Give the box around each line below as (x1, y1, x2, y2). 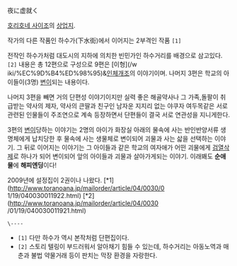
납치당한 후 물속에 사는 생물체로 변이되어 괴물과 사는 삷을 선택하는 (31, 134, 214, 143)
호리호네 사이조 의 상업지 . (7, 21, 76, 30)
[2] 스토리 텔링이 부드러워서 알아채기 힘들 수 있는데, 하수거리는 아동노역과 (17, 243, 222, 250)
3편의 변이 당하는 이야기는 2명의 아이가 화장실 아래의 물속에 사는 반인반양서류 (7, 126, 219, 134)
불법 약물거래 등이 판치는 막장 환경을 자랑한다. (30, 251, 158, 260)
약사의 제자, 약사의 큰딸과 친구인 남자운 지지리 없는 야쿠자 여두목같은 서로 (25, 102, 229, 110)
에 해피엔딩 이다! (13, 161, 57, 169)
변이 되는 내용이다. (40, 78, 90, 86)
